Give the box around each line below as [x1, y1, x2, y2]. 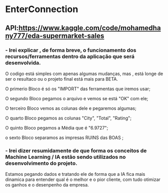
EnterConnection [5, 4, 78, 15]
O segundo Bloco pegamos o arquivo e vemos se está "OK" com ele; [5, 95, 149, 101]
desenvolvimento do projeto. [5, 160, 78, 167]
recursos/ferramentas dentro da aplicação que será [5, 53, 135, 60]
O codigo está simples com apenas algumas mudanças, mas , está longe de [5, 71, 163, 77]
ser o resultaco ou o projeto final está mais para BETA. [5, 76, 119, 82]
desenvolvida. [5, 59, 41, 66]
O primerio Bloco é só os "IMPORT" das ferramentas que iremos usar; [5, 86, 150, 92]
